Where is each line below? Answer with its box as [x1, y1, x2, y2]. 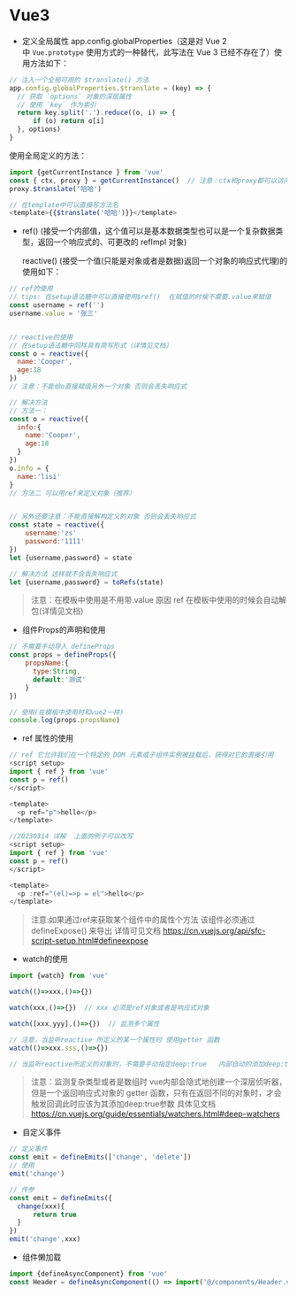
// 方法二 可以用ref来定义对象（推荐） [9, 489, 136, 497]
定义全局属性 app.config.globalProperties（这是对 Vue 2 [21, 35, 227, 46]
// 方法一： [9, 406, 49, 415]
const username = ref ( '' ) [9, 301, 104, 310]
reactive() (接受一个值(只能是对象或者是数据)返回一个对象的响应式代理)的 [21, 256, 288, 266]
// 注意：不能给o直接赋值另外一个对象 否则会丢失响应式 [9, 382, 187, 391]
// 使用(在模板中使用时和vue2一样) [9, 707, 125, 717]
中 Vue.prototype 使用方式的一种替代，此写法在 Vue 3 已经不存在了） [21, 46, 275, 58]
